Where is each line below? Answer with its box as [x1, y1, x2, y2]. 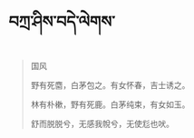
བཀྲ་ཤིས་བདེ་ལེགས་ [8, 12, 115, 33]
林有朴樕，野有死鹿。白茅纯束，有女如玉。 [30, 99, 190, 110]
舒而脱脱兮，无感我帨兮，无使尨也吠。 [30, 118, 174, 129]
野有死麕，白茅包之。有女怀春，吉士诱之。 [30, 79, 190, 90]
